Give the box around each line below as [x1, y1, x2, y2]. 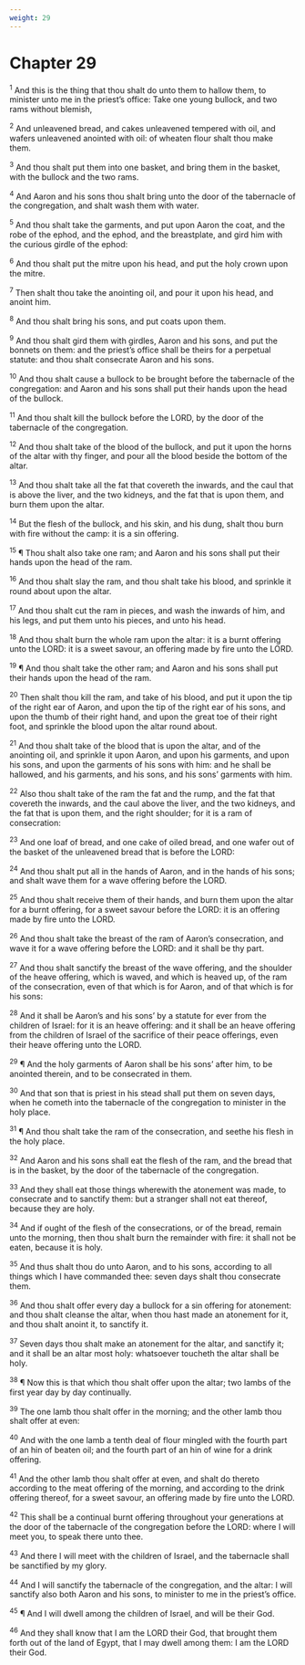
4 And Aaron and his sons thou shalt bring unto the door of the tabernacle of [9, 189, 296, 202]
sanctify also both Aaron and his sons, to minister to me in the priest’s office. [9, 1589, 297, 1600]
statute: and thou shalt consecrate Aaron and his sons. [9, 354, 215, 365]
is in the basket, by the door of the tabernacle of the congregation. [9, 1165, 259, 1176]
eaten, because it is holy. [9, 1241, 103, 1252]
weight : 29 [9, 13, 51, 23]
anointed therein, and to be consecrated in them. [9, 1068, 193, 1079]
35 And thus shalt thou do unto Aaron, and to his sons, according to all [9, 1259, 272, 1272]
